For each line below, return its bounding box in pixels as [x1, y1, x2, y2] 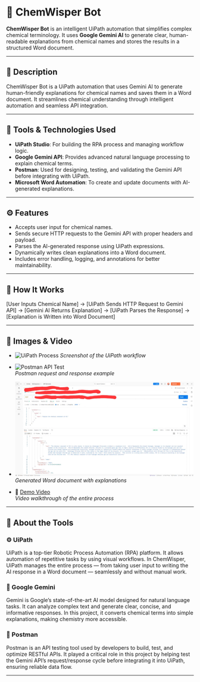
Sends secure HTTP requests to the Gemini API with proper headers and [14, 230, 193, 237]
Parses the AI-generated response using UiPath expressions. [14, 243, 165, 250]
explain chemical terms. [14, 159, 73, 166]
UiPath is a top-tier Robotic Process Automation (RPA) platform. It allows [6, 549, 183, 556]
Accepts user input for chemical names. [14, 224, 113, 231]
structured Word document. [6, 44, 74, 51]
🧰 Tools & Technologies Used [6, 125, 116, 135]
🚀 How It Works [6, 285, 64, 295]
